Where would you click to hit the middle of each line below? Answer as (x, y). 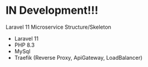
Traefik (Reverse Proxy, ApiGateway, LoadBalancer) (78, 57)
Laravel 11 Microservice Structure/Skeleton (59, 27)
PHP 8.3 (24, 45)
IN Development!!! (52, 10)
